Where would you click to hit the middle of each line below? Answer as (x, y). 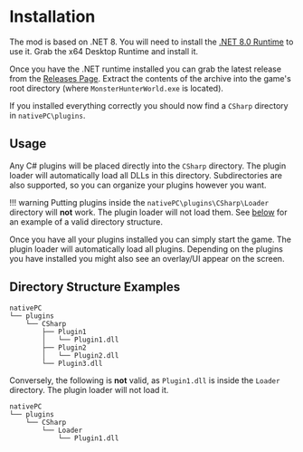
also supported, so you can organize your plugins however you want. (138, 185)
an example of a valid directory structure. (86, 221)
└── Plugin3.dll (72, 363)
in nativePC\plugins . (47, 115)
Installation (52, 17)
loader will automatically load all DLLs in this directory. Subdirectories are (146, 175)
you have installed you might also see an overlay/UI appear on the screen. (147, 258)
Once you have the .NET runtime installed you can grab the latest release (146, 69)
